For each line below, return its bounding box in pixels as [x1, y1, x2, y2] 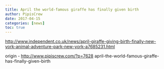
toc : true [5, 25, 25, 30]
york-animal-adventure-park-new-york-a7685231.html [5, 44, 115, 50]
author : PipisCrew [5, 12, 43, 17]
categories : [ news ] [5, 20, 45, 26]
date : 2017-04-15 [5, 16, 41, 21]
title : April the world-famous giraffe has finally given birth [5, 7, 139, 12]
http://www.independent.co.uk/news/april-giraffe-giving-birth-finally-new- [5, 38, 156, 44]
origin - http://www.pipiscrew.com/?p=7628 [5, 53, 94, 59]
